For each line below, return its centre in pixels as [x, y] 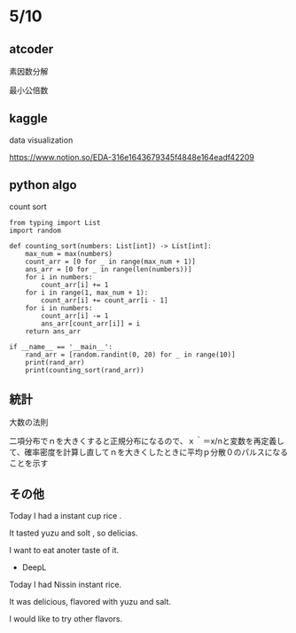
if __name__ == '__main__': [61, 347]
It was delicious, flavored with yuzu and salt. [90, 602]
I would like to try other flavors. [66, 619]
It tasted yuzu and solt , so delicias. [74, 533]
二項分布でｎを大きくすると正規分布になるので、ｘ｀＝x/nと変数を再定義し [147, 442]
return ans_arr [53, 331]
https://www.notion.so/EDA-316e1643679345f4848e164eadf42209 [132, 157]
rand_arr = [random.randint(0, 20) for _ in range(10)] [131, 355]
